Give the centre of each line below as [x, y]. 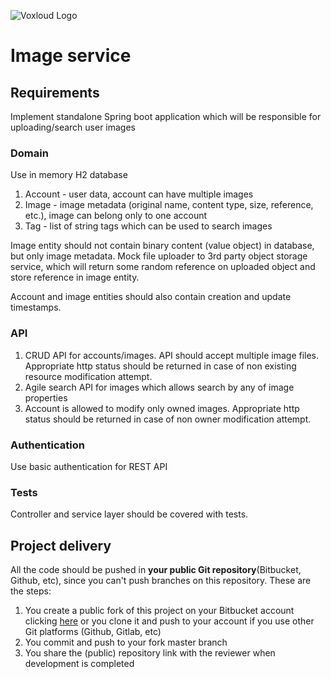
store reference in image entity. [75, 277]
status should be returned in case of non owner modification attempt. [168, 419]
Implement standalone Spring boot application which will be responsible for [166, 116]
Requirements [55, 92]
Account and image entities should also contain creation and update [151, 297]
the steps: [31, 591]
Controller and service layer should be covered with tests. [129, 514]
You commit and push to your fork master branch [126, 642]
